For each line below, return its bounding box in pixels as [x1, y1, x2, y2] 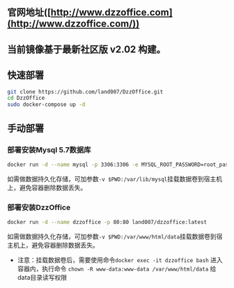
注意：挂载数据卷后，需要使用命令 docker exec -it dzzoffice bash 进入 [17, 255, 223, 264]
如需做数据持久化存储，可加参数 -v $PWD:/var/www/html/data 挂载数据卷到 [7, 232, 217, 241]
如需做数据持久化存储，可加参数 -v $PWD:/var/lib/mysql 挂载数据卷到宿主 [7, 174, 217, 183]
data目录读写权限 [17, 273, 68, 281]
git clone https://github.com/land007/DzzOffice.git [7, 88, 164, 96]
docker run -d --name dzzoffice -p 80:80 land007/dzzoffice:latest [7, 219, 208, 226]
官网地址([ [7, 6, 51, 19]
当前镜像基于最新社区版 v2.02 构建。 [7, 43, 166, 55]
